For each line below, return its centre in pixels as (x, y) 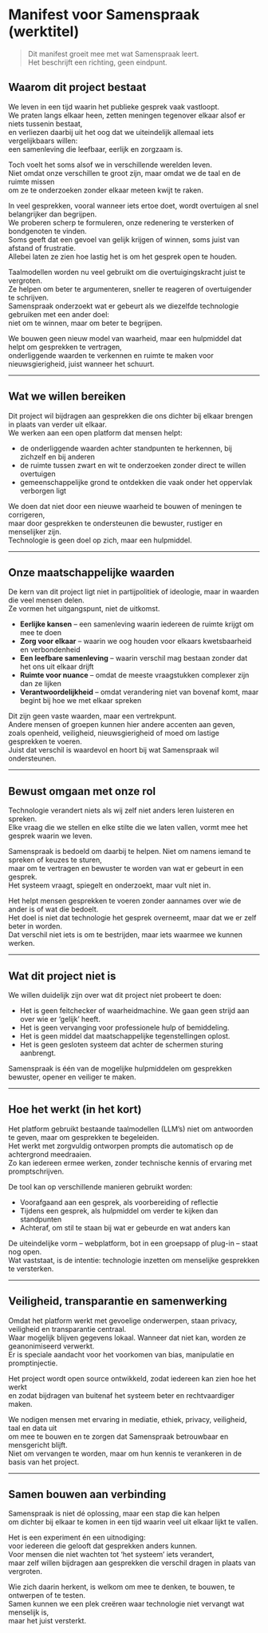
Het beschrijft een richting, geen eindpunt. (97, 62)
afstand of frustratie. (42, 248)
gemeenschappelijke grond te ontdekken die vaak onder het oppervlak (136, 482)
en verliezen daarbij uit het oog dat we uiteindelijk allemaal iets (111, 132)
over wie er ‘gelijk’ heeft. (60, 1019)
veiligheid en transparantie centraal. (67, 1329)
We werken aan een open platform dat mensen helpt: (95, 432)
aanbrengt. (38, 1053)
